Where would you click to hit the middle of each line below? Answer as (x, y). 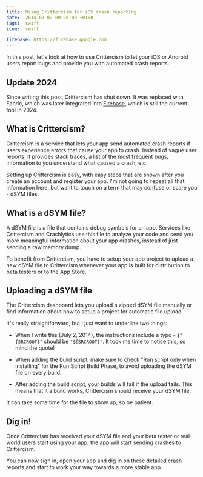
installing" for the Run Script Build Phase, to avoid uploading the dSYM (103, 366)
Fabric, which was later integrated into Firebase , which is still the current (97, 103)
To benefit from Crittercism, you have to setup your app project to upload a (100, 259)
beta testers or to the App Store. (46, 272)
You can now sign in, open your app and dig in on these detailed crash (94, 461)
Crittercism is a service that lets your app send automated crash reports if (98, 144)
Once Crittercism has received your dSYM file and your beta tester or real (98, 436)
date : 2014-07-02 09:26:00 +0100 (50, 18)
